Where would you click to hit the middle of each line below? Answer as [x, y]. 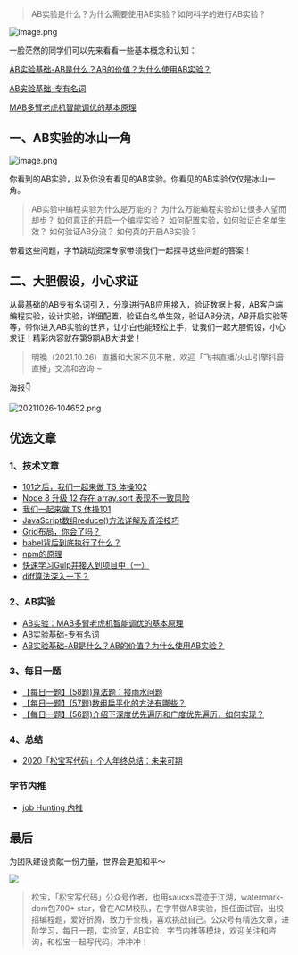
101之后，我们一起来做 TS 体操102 [84, 487]
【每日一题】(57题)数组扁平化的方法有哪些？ [104, 703]
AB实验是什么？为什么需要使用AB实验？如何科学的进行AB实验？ [149, 14]
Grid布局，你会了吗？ [61, 532]
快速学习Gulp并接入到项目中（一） [86, 565]
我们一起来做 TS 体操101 [66, 510]
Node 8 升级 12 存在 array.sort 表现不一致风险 [106, 498]
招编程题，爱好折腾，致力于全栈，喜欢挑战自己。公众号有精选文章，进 [160, 919]
